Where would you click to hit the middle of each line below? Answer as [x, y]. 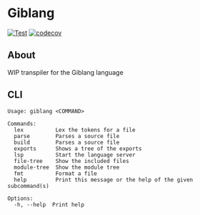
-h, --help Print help [49, 204]
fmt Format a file [56, 173]
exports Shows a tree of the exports [78, 148]
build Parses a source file [67, 142]
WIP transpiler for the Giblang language [65, 72]
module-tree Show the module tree [67, 167]
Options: [20, 198]
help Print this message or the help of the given [104, 179]
